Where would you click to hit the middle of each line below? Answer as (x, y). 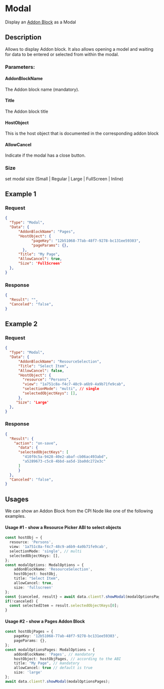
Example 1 (21, 194)
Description (23, 37)
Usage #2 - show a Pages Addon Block (45, 621)
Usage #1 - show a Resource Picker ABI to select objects (63, 527)
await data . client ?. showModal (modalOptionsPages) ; (58, 681)
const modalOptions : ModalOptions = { (44, 565)
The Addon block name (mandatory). (42, 89)
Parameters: (20, 67)
